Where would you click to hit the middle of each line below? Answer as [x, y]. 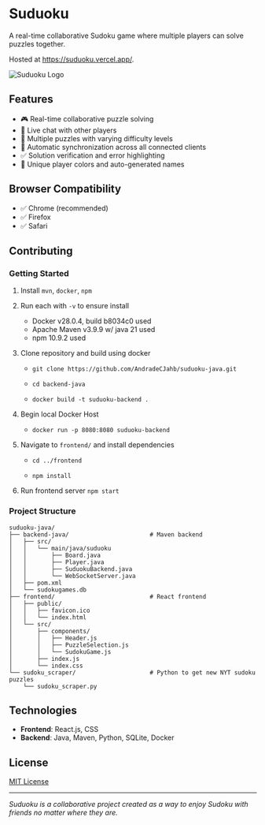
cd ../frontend [57, 461]
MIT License [29, 782]
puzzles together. [37, 43]
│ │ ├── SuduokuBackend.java [71, 569]
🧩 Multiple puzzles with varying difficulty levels [97, 138]
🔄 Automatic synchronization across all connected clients [113, 147]
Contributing [41, 250]
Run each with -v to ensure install [74, 306]
